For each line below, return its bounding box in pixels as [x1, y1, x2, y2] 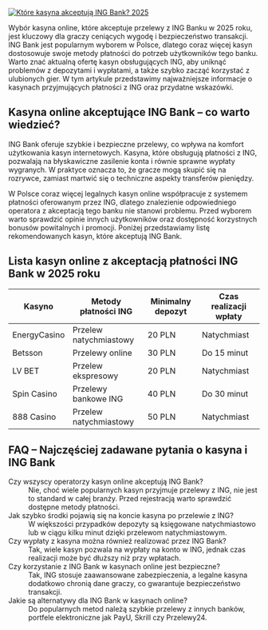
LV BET [12, 365, 40, 376]
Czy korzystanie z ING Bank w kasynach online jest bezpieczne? [8, 562, 221, 572]
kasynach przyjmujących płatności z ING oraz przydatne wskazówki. [8, 82, 234, 92]
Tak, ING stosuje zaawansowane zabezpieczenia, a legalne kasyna [28, 570, 248, 580]
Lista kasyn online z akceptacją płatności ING [8, 254, 238, 268]
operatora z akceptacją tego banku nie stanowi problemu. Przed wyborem [8, 205, 252, 215]
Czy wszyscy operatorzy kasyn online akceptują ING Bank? [8, 476, 203, 487]
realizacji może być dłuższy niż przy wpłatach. [28, 553, 181, 563]
